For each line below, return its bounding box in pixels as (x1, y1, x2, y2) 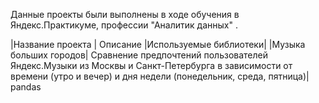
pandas (10, 81, 42, 93)
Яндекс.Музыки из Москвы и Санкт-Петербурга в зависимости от (10, 60, 293, 71)
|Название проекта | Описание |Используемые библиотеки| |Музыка (10, 39, 306, 50)
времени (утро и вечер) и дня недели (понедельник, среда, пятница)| (10, 70, 310, 82)
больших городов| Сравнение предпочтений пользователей (10, 49, 269, 61)
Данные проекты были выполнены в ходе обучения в (10, 9, 240, 20)
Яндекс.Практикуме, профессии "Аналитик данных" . (10, 19, 238, 31)
